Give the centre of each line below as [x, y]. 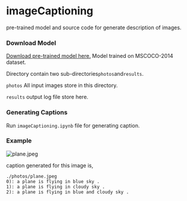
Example [19, 141]
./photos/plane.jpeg [32, 176]
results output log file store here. [47, 97]
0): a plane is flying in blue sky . [53, 181]
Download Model [31, 43]
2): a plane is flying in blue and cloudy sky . [68, 192]
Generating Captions [37, 113]
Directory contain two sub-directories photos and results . [75, 74]
